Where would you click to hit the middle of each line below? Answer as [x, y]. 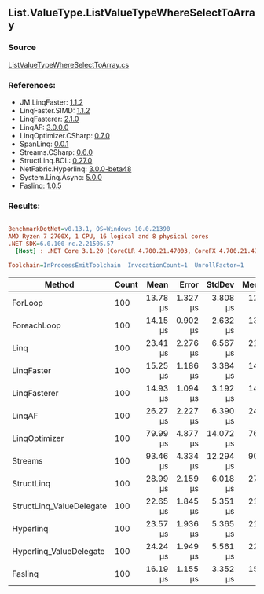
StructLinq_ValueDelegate [60, 506]
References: [32, 85]
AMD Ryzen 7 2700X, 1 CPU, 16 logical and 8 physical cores [109, 236]
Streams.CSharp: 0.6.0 [56, 152]
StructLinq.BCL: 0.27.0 [56, 160]
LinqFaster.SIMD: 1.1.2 [55, 110]
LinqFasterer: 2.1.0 [49, 119]
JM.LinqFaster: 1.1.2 [51, 102]
